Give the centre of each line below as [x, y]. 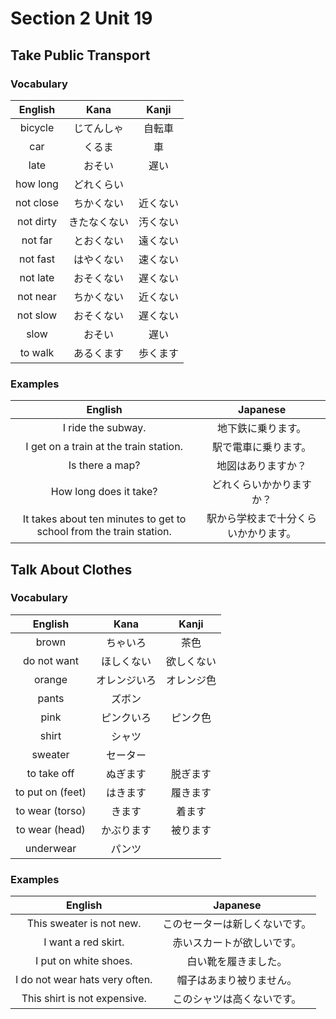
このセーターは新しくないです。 [237, 924]
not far [37, 240]
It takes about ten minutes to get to [104, 519]
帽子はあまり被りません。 [237, 980]
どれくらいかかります [262, 485]
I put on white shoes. [83, 961]
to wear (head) [51, 829]
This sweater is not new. [84, 924]
